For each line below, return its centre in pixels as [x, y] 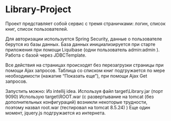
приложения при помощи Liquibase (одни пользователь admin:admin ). [82, 50]
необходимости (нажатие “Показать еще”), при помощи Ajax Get [76, 76]
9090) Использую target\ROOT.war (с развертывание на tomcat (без [80, 96]
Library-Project [38, 9]
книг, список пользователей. [37, 29]
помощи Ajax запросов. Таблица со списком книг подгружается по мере [85, 70]
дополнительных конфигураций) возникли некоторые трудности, [76, 102]
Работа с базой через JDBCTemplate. [46, 55]
